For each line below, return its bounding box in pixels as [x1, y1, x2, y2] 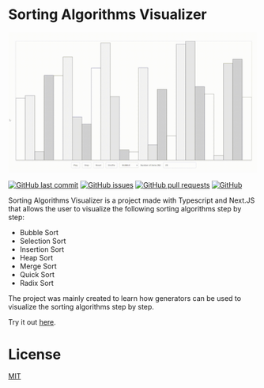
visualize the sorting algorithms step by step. [8, 302, 154, 312]
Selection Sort [19, 236, 66, 246]
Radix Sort [19, 279, 54, 288]
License [8, 345, 62, 363]
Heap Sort [19, 253, 54, 263]
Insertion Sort [19, 245, 65, 254]
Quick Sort [19, 270, 55, 280]
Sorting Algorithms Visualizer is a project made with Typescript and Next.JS [8, 196, 255, 205]
